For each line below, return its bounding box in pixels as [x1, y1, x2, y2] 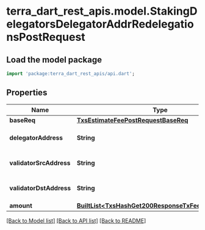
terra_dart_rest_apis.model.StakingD [6, 4, 198, 18]
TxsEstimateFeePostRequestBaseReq [76, 116, 189, 124]
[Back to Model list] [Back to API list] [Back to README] [6, 217, 146, 224]
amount [9, 201, 32, 210]
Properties [6, 87, 48, 98]
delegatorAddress [9, 133, 63, 142]
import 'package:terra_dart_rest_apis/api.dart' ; [6, 71, 135, 77]
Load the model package [6, 54, 103, 65]
